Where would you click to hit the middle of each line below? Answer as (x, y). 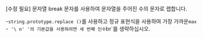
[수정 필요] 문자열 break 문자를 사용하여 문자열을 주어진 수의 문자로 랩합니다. (97, 9)
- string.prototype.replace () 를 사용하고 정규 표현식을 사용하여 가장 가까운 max (101, 21)
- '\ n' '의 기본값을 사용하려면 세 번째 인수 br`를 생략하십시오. (78, 29)
